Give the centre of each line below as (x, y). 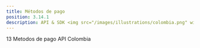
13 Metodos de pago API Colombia (49, 39)
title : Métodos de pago (36, 11)
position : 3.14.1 (28, 17)
